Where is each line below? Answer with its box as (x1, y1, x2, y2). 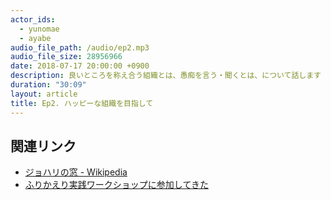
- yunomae (19, 24, 60, 34)
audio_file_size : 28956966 (10, 52, 123, 62)
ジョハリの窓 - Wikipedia (24, 166, 128, 178)
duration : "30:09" (10, 80, 87, 90)
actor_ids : (10, 14, 56, 25)
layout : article (10, 89, 78, 99)
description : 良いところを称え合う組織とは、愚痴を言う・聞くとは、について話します (10, 71, 322, 81)
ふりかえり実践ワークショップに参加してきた (24, 179, 209, 191)
